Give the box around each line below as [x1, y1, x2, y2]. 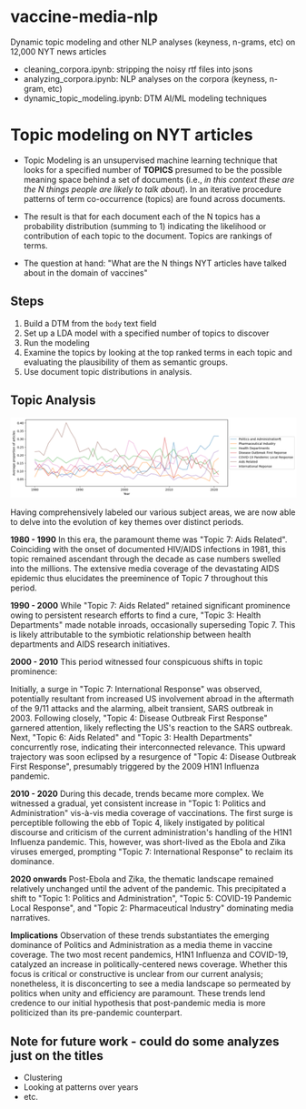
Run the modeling [23, 337, 90, 348]
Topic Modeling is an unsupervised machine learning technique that [23, 155, 278, 166]
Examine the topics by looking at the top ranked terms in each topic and [23, 347, 293, 358]
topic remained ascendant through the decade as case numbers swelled [10, 553, 281, 565]
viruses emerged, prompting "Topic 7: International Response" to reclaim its [10, 846, 293, 857]
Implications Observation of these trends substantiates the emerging [10, 930, 270, 941]
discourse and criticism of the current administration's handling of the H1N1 [10, 827, 292, 838]
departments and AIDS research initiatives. [10, 639, 171, 650]
